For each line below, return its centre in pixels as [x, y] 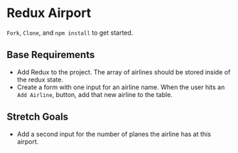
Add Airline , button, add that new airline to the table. [95, 94]
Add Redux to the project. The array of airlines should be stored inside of [124, 72]
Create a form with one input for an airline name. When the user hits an [121, 87]
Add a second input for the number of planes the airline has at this [114, 134]
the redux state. [40, 79]
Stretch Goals [38, 117]
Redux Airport [49, 13]
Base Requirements [51, 55]
